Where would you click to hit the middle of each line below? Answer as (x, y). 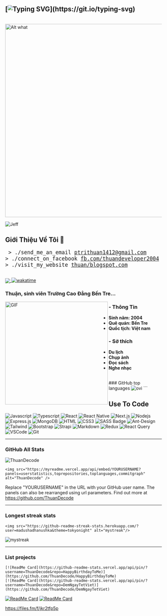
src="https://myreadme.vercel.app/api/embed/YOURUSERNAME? (79, 469)
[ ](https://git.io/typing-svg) (70, 9)
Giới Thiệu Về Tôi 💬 (35, 240)
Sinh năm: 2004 (125, 318)
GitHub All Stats (25, 449)
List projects (21, 557)
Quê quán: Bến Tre (128, 323)
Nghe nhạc (120, 368)
